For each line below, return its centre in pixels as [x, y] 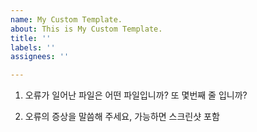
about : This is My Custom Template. [86, 29]
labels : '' [33, 47]
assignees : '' [40, 57]
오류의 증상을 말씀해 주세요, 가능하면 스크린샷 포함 [122, 117]
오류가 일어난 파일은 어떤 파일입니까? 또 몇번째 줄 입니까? [136, 95]
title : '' [31, 38]
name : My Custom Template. [66, 19]
